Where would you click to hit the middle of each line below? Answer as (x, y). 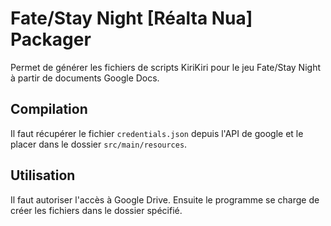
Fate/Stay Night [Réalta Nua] (131, 18)
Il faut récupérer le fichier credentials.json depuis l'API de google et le (157, 133)
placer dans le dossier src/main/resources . (99, 144)
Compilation (49, 109)
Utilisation (43, 175)
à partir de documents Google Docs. (85, 78)
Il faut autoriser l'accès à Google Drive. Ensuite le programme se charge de (165, 199)
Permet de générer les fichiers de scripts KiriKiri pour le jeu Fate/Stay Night (165, 67)
